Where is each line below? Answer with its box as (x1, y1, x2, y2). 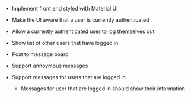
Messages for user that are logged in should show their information (20, 85, 186, 92)
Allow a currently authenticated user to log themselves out (11, 28, 155, 35)
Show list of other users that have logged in (11, 40, 119, 46)
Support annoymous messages (11, 62, 88, 69)
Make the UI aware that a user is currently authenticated (11, 17, 149, 23)
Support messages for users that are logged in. (11, 74, 128, 80)
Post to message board (11, 51, 69, 58)
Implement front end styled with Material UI (11, 5, 118, 12)
